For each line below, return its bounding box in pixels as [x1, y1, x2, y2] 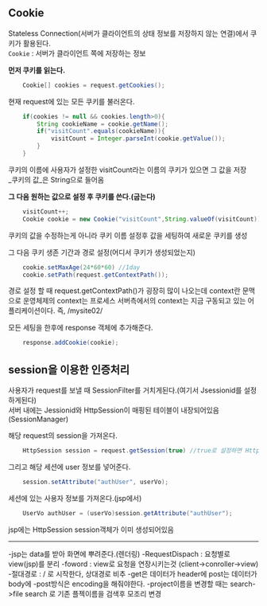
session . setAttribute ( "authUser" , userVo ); [22, 478, 169, 486]
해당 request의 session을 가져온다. [8, 431, 118, 440]
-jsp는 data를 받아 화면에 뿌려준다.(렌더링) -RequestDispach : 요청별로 [8, 549, 230, 558]
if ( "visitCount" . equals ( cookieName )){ [37, 127, 165, 135]
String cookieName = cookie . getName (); [37, 119, 169, 128]
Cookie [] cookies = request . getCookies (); [22, 81, 165, 89]
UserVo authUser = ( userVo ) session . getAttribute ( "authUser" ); [22, 509, 233, 517]
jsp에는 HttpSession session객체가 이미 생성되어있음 [8, 525, 175, 534]
